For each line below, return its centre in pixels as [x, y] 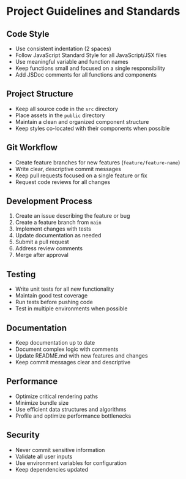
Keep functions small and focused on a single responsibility [90, 68]
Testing [21, 274]
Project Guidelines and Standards [93, 11]
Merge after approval [42, 255]
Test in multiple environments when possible [71, 308]
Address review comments [49, 248]
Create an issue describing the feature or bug [73, 216]
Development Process [50, 201]
